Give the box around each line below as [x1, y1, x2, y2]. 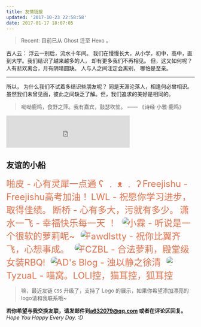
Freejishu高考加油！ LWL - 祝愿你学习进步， [6, 191, 191, 203]
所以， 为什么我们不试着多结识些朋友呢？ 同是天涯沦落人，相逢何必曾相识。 [6, 83, 193, 90]
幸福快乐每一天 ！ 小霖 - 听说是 [42, 217, 182, 229]
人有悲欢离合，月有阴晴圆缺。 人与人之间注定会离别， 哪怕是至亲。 [6, 65, 172, 72]
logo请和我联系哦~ [20, 295, 67, 302]
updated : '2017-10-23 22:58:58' [6, 14, 87, 20]
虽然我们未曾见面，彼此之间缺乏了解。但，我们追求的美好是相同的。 [6, 90, 174, 98]
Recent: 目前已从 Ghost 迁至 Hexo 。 [20, 37, 112, 44]
